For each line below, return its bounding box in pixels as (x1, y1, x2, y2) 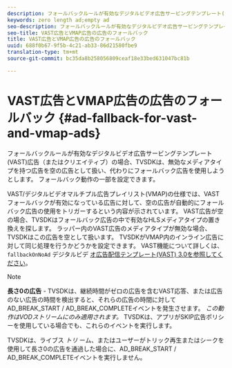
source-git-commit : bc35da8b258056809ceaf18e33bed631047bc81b (7, 55, 190, 62)
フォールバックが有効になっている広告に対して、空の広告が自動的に (7, 198, 200, 206)
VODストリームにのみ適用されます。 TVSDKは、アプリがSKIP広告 (19, 312, 206, 321)
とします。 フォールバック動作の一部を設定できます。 (7, 175, 159, 183)
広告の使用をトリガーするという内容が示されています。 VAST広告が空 (25, 206, 224, 215)
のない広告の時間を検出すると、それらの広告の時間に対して (7, 295, 177, 304)
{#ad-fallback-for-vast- (58, 110, 197, 126)
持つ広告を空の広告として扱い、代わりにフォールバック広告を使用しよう (19, 166, 225, 175)
